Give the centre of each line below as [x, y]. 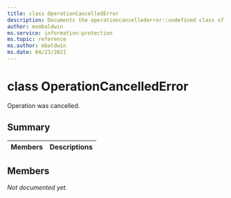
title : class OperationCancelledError [63, 13]
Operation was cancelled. [44, 105]
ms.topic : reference [37, 39]
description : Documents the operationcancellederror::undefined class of [116, 20]
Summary [29, 128]
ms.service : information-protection [60, 33]
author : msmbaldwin [35, 26]
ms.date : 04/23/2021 [37, 53]
